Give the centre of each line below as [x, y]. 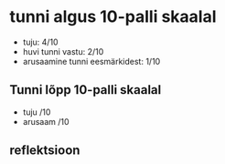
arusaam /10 [46, 121]
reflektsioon [45, 151]
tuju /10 [37, 112]
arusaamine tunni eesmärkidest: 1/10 [91, 61]
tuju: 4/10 [40, 42]
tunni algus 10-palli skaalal [113, 17]
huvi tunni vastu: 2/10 [63, 51]
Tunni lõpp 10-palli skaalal [86, 90]
